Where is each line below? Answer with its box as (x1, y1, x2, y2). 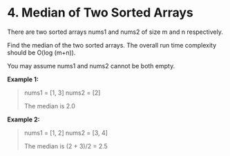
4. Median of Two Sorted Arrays (7, 5, 193, 21)
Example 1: (7, 75, 39, 84)
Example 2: (7, 115, 40, 124)
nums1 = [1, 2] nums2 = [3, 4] (23, 128, 108, 137)
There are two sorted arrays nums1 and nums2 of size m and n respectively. (7, 28, 223, 36)
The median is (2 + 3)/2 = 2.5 (23, 142, 108, 150)
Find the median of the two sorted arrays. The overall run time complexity (7, 41, 216, 49)
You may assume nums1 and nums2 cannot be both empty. (7, 61, 175, 70)
